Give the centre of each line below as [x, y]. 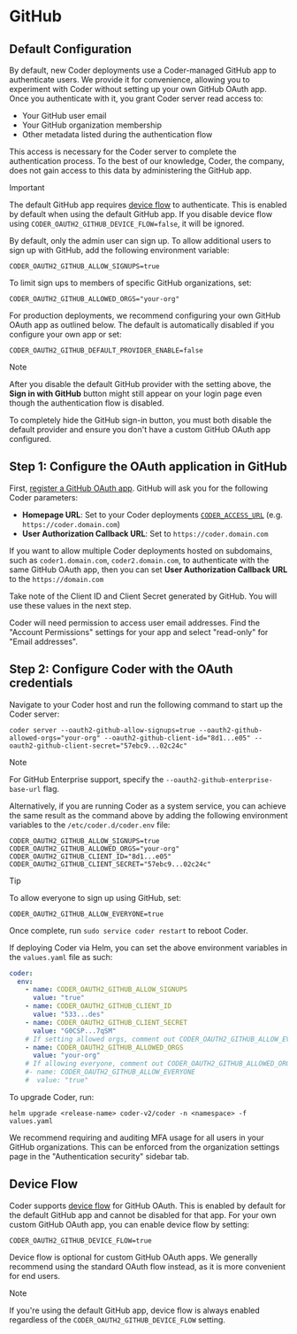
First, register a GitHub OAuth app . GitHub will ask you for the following [138, 488]
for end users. [34, 1276]
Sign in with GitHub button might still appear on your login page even [136, 393]
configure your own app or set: [65, 334]
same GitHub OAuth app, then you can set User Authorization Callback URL [148, 570]
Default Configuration [71, 49]
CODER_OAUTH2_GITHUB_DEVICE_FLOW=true [80, 1241]
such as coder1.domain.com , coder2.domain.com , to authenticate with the [139, 560]
